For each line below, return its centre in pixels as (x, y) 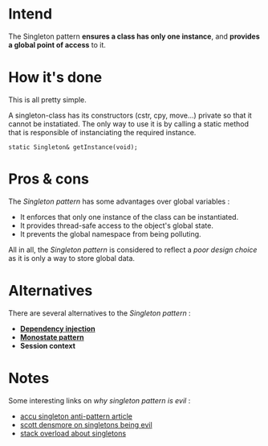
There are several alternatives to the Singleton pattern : (99, 313)
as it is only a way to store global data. (71, 258)
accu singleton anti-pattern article (76, 416)
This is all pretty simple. (47, 99)
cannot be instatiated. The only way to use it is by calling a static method (129, 124)
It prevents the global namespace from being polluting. (111, 233)
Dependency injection (57, 328)
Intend (30, 14)
